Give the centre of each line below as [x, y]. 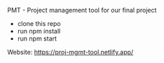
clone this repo [39, 23]
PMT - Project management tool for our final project [82, 10]
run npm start [37, 38]
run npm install [39, 31]
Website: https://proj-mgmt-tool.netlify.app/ [70, 52]
